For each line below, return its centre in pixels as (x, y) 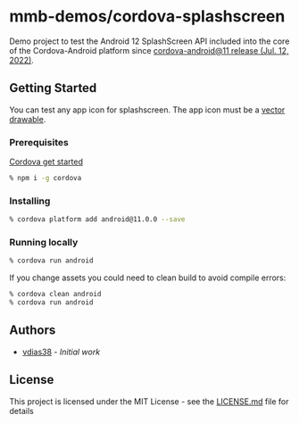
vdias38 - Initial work (61, 352)
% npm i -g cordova (46, 178)
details (21, 411)
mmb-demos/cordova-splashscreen (147, 17)
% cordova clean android (55, 294)
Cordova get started (46, 162)
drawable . (28, 119)
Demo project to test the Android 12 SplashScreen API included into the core (149, 41)
